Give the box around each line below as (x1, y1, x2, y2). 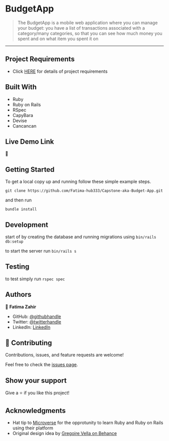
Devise (12, 118, 27, 124)
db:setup (5, 239, 24, 244)
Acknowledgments (5, 406, 66, 415)
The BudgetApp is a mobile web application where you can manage (17, 20, 158, 26)
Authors (5, 290, 32, 299)
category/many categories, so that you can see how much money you (17, 30, 162, 36)
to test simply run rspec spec (5, 276, 65, 282)
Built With (5, 83, 37, 91)
